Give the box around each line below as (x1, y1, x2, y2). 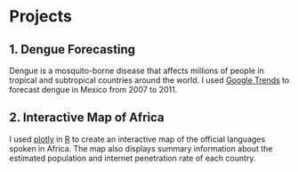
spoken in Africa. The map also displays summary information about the (9, 143, 273, 153)
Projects (9, 6, 73, 27)
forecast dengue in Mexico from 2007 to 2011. (9, 85, 178, 94)
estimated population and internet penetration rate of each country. (9, 152, 256, 163)
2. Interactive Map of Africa (9, 110, 165, 126)
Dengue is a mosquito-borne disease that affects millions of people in (9, 65, 265, 76)
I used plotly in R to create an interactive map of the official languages (9, 134, 266, 144)
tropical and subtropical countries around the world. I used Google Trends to (9, 75, 290, 86)
